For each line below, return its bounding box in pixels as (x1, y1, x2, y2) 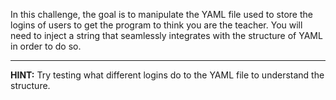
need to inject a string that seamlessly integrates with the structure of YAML (10, 30, 323, 41)
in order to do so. (10, 40, 82, 52)
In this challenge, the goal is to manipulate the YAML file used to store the (10, 9, 313, 20)
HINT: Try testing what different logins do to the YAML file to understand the (10, 69, 325, 81)
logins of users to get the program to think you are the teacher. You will (10, 19, 303, 31)
